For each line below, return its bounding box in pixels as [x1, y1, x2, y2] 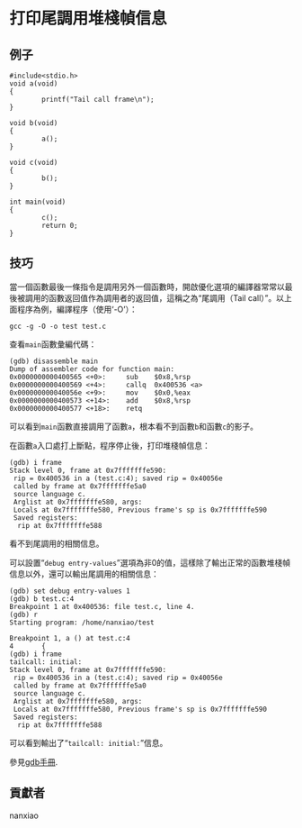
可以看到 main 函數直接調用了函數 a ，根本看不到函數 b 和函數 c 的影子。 [9, 421, 259, 432]
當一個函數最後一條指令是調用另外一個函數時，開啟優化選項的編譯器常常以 [9, 281, 285, 292]
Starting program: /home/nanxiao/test [9, 618, 155, 627]
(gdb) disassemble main [9, 357, 99, 366]
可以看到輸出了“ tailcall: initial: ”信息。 [9, 737, 168, 748]
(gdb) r [9, 610, 39, 619]
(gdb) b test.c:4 [9, 594, 75, 604]
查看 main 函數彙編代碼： [9, 339, 97, 350]
